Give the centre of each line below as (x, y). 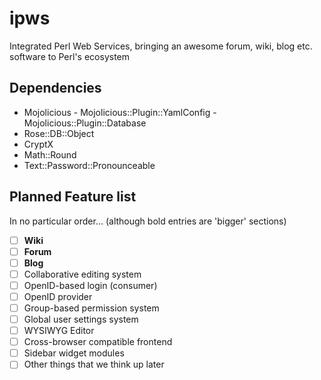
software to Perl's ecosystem (70, 56)
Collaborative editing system (82, 274)
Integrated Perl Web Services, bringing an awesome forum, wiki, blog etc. (161, 46)
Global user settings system (81, 319)
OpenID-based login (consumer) (90, 285)
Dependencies (55, 88)
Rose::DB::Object (59, 133)
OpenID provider (58, 296)
